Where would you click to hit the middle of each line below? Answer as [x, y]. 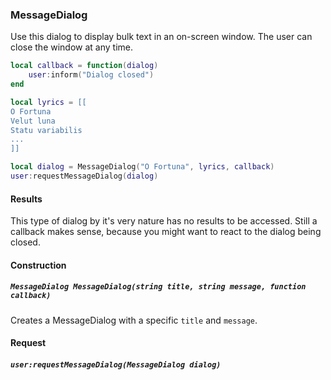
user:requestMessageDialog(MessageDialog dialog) [116, 364]
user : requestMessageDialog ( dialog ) [84, 176]
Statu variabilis [46, 130]
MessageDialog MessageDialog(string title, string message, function [158, 287]
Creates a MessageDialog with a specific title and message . [134, 320]
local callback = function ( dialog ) [84, 66]
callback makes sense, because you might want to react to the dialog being [166, 232]
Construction [38, 265]
